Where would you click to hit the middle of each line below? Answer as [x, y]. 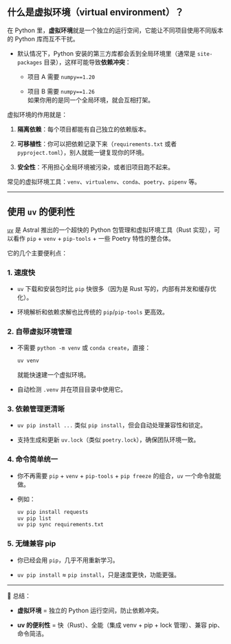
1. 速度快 [21, 272]
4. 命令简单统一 [33, 460]
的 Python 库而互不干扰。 [43, 39]
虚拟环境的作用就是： [37, 114]
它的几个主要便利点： [37, 253]
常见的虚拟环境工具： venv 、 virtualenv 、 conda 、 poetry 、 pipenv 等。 [104, 182]
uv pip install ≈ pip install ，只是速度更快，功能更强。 [98, 575]
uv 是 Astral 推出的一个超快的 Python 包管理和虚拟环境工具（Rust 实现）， [111, 230]
